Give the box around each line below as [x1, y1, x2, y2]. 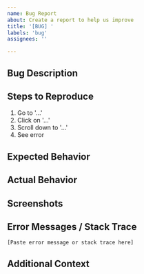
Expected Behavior [7, 151, 91, 162]
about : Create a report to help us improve [7, 17, 134, 23]
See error [17, 131, 45, 139]
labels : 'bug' [7, 29, 48, 36]
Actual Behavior [7, 174, 78, 186]
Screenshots [7, 198, 63, 209]
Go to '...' [17, 109, 43, 117]
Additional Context [7, 257, 90, 269]
